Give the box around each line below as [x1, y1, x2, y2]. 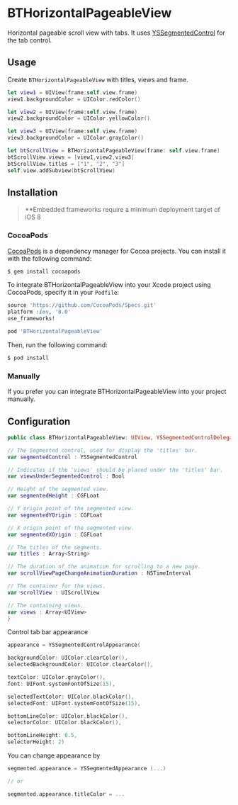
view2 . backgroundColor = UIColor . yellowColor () [7, 115, 151, 122]
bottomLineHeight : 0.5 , [7, 732, 78, 739]
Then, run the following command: [7, 340, 108, 349]
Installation [7, 186, 58, 198]
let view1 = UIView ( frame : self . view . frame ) [7, 89, 138, 96]
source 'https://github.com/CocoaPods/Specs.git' [7, 302, 157, 309]
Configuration [7, 415, 71, 427]
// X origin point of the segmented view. [7, 524, 135, 531]
